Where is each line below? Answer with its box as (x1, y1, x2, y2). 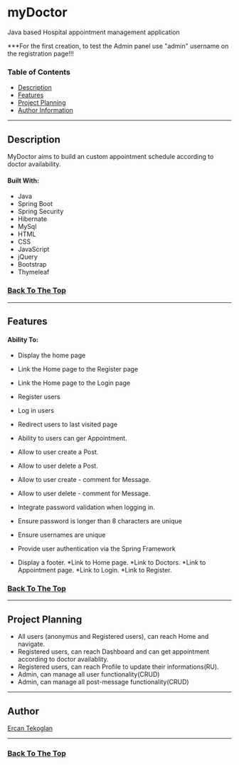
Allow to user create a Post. (17, 448, 99, 456)
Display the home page (17, 351, 86, 360)
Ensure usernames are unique (17, 530, 106, 539)
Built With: (7, 176, 40, 185)
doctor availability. (7, 160, 61, 168)
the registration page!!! (7, 49, 75, 58)
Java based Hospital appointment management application (7, 28, 180, 36)
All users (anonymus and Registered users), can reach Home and (17, 632, 209, 641)
